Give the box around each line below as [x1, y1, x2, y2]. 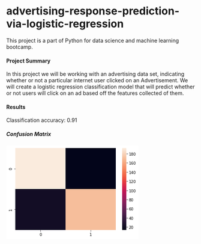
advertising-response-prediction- [6, 4, 180, 18]
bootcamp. [6, 43, 33, 50]
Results [6, 103, 26, 111]
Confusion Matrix [6, 130, 52, 138]
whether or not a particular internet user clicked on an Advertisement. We [6, 77, 188, 84]
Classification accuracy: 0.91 [6, 117, 77, 124]
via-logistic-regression [6, 17, 124, 31]
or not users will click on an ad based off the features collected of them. [6, 90, 184, 97]
